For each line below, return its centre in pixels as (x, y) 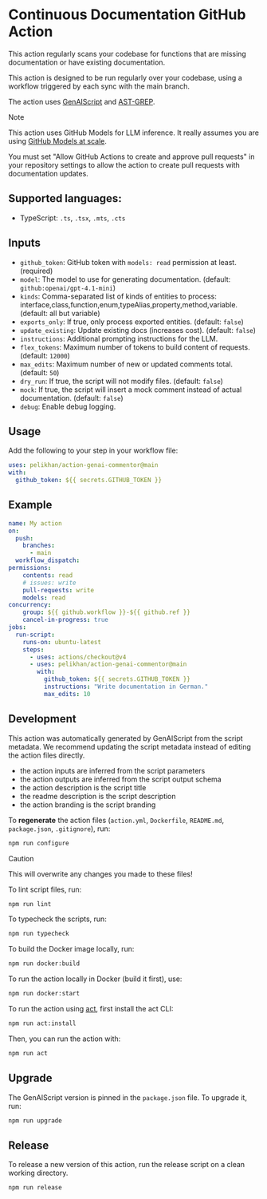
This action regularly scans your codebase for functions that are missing (128, 53)
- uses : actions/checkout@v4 (78, 657)
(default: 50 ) (39, 372)
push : (25, 538)
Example (30, 505)
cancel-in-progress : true (66, 620)
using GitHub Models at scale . (58, 140)
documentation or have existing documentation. (87, 62)
